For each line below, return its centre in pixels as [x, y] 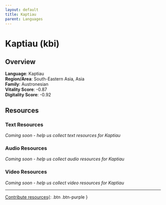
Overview [21, 62]
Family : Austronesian [27, 84]
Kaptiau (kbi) [32, 43]
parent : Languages [24, 19]
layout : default [22, 10]
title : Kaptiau [21, 14]
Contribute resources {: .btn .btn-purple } [46, 197]
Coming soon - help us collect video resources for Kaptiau [65, 183]
